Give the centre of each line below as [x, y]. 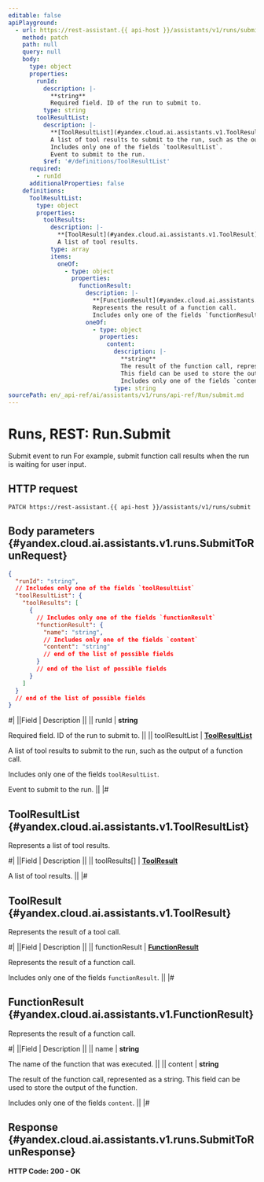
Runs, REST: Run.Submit [90, 434]
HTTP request [43, 489]
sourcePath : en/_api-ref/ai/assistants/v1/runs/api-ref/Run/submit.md [126, 395]
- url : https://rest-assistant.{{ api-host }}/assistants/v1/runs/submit [138, 30]
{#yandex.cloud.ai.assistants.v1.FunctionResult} [131, 1015]
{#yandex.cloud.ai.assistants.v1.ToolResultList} [129, 826]
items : [61, 256]
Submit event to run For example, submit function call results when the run [129, 456]
